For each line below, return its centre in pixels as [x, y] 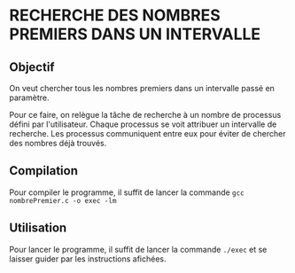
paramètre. [29, 97]
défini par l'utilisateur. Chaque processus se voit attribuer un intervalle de [143, 124]
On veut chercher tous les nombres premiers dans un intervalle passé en [142, 88]
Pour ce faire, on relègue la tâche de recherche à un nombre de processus [145, 115]
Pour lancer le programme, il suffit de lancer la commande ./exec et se [138, 249]
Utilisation [38, 228]
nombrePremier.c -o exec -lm [63, 200]
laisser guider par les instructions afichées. [88, 259]
